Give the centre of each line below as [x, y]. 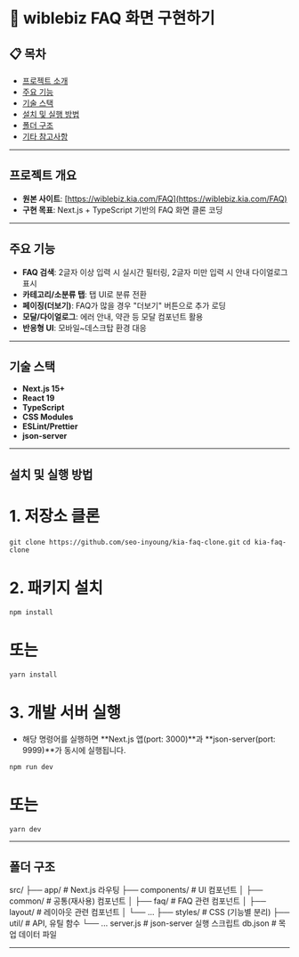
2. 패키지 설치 [57, 588]
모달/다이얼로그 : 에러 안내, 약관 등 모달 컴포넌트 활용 [113, 316]
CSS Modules [48, 417]
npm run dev [31, 766]
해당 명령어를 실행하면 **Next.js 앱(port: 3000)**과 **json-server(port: [149, 739]
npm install [31, 612]
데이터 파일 [38, 935]
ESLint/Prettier [50, 426]
